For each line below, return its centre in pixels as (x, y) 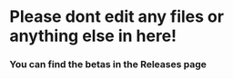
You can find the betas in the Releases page (108, 64)
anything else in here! (93, 36)
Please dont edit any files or (117, 17)
